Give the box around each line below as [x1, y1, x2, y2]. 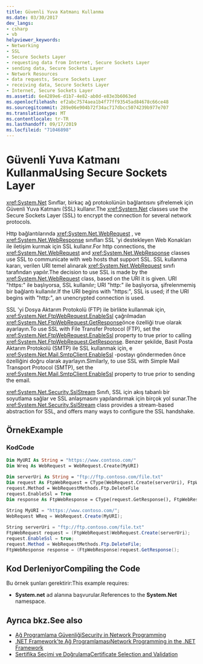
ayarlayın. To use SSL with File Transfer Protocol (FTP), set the [6, 325, 161, 332]
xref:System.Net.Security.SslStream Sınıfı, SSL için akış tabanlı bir [6, 388, 170, 395]
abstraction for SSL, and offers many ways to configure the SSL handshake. [6, 407, 195, 415]
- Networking [6, 43, 39, 49]
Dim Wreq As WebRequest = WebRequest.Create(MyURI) [6, 462, 139, 469]
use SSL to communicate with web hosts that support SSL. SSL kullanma [6, 255, 187, 263]
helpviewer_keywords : [6, 37, 61, 43]
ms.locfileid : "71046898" [6, 127, 71, 133]
